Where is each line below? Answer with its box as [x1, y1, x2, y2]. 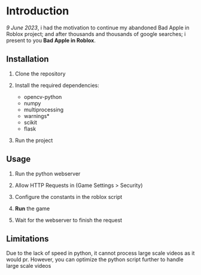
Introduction [6, 4, 69, 18]
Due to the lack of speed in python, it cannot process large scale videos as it [6, 250, 195, 257]
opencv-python [23, 93, 62, 100]
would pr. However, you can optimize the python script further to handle [6, 256, 184, 263]
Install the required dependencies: [14, 81, 100, 89]
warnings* [23, 112, 50, 119]
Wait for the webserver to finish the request [14, 216, 123, 223]
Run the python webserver [14, 170, 81, 177]
